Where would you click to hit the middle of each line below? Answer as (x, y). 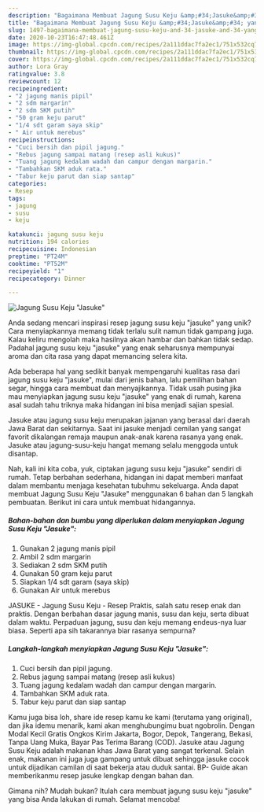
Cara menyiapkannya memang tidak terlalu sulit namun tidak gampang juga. (131, 331)
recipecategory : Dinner (47, 279)
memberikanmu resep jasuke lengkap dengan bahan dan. (101, 776)
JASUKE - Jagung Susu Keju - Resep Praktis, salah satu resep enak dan (125, 606)
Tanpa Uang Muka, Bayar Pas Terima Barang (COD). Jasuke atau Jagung (126, 742)
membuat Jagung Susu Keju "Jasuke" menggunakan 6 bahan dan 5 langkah (131, 494)
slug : (17, 30)
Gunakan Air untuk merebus (65, 590)
